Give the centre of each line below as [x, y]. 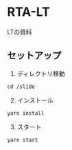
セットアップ [34, 56]
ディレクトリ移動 [41, 74]
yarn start [23, 140]
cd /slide [21, 87]
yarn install [26, 113]
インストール [35, 100]
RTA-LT [28, 12]
